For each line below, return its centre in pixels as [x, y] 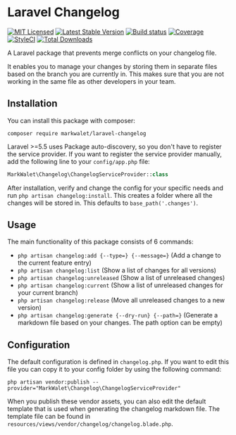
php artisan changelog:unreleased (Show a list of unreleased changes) [121, 278]
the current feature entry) [54, 263]
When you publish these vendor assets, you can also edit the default [107, 401]
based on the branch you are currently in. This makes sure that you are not [116, 74]
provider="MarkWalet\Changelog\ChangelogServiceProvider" [94, 389]
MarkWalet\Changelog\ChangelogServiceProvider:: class [88, 174]
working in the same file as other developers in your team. [92, 81]
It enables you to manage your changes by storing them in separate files [112, 66]
